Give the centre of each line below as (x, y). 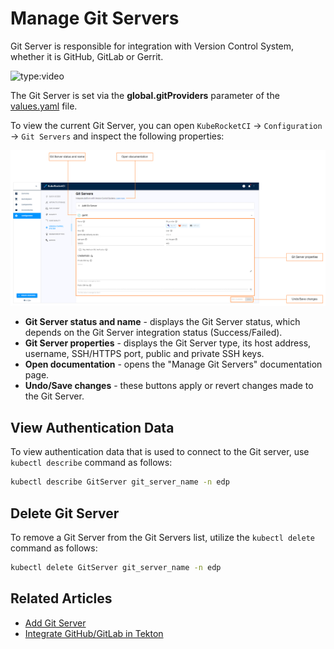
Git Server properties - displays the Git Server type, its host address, (168, 343)
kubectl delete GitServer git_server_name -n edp (116, 567)
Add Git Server (55, 623)
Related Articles (61, 598)
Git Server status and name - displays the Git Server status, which (162, 322)
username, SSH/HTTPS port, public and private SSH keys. (144, 354)
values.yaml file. (44, 106)
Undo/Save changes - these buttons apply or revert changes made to (169, 386)
